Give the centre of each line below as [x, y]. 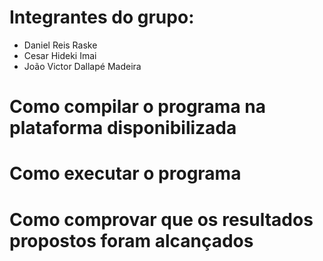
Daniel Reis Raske [60, 45]
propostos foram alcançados [131, 240]
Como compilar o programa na [137, 107]
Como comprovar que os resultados [161, 219]
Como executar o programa [125, 173]
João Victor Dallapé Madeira [82, 66]
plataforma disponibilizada [123, 128]
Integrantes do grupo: [102, 17]
